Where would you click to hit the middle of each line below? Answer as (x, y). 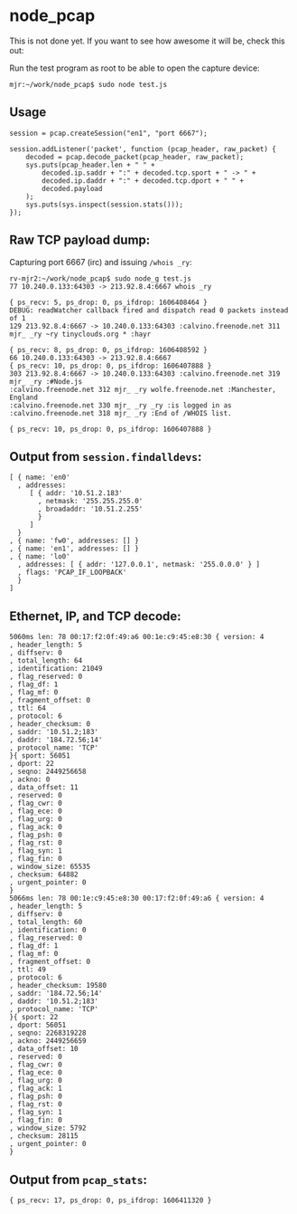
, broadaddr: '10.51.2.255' (90, 509)
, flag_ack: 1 (36, 1089)
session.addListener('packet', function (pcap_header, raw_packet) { (143, 149)
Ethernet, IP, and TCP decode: (96, 616)
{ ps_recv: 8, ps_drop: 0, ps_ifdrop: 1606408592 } (108, 349)
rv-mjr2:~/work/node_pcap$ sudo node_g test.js (101, 278)
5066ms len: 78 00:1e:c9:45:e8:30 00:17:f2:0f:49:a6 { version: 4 (137, 899)
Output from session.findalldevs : (106, 457)
